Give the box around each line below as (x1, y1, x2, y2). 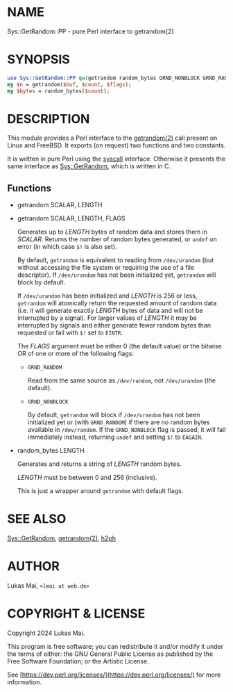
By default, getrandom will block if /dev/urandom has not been (27, 411, 200, 419)
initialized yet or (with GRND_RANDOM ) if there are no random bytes (27, 418, 210, 426)
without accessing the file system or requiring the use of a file (17, 264, 194, 272)
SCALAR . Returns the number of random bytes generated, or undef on (17, 235, 217, 243)
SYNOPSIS (7, 51, 71, 67)
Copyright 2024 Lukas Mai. (7, 629, 85, 637)
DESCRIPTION (7, 111, 90, 127)
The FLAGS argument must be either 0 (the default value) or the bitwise (17, 342, 222, 351)
